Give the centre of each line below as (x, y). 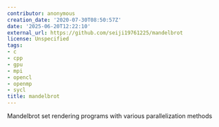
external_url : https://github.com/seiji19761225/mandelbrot (95, 33)
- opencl (20, 77)
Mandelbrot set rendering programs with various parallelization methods (109, 116)
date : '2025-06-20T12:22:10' (49, 26)
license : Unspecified (38, 39)
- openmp (20, 84)
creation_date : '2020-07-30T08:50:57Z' (64, 20)
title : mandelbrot (33, 97)
